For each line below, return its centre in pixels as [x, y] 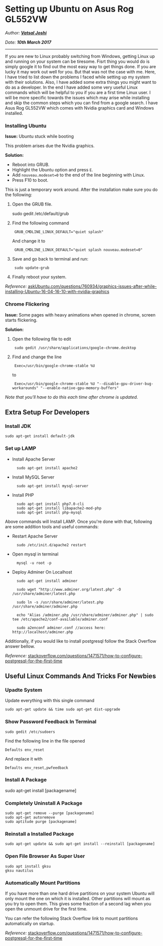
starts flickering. [21, 320]
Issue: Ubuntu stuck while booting [40, 136]
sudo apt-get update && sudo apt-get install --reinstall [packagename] [80, 844]
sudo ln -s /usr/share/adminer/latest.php [60, 602]
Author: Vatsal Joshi [26, 33]
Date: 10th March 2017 [28, 42]
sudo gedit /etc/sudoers [30, 732]
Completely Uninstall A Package [44, 803]
